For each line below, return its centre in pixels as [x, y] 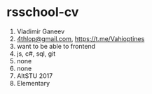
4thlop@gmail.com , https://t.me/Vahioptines [81, 38]
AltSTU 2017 [35, 76]
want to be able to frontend [56, 46]
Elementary [33, 83]
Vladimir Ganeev [41, 31]
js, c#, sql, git [36, 54]
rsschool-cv [43, 12]
